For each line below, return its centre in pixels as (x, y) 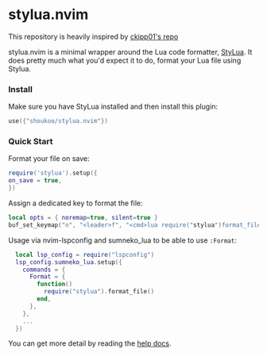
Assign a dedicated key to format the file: (75, 203)
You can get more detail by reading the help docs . (90, 343)
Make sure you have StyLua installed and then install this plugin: (113, 107)
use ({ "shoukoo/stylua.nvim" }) (58, 121)
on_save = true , (35, 181)
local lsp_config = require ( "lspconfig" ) (85, 255)
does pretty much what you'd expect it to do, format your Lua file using (125, 60)
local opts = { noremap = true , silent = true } (83, 218)
